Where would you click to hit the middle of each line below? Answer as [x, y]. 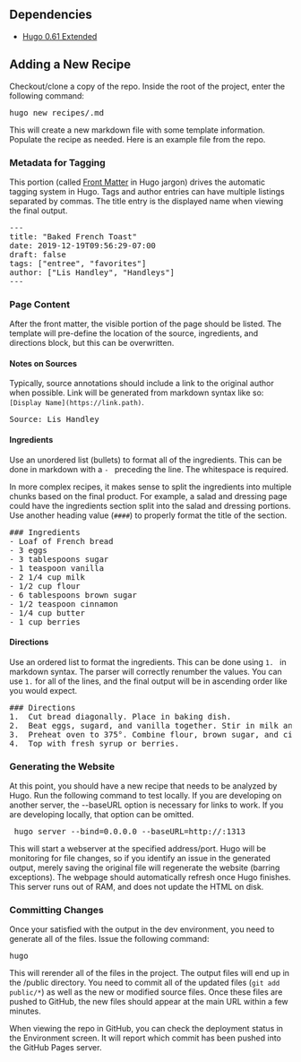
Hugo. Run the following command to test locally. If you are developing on [146, 796]
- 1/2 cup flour [45, 586]
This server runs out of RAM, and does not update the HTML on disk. [137, 887]
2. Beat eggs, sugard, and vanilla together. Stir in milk [144, 725]
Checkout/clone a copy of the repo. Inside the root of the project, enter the [147, 86]
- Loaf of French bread [61, 541]
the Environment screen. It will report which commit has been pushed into [146, 1038]
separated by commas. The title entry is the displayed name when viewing [146, 201]
